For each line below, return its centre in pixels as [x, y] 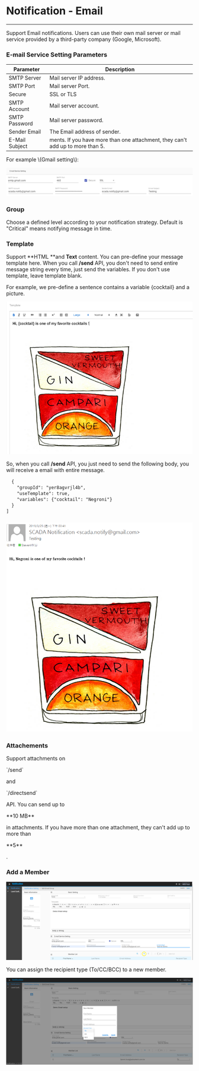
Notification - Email [55, 11]
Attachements [27, 745]
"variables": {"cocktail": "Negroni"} [65, 499]
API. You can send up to [36, 804]
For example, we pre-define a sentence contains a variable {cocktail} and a [98, 287]
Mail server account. [74, 106]
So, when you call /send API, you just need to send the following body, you [98, 464]
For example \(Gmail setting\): [42, 159]
